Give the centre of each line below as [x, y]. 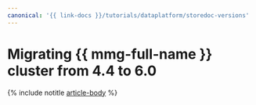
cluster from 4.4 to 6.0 [82, 71]
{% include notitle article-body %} [63, 92]
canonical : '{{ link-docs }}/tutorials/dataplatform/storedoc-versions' [128, 15]
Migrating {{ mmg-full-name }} [110, 54]
